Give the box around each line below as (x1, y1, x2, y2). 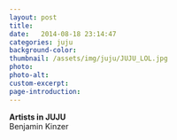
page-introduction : (9, 87, 81, 96)
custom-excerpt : (9, 79, 69, 88)
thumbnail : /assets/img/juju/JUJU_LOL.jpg (9, 54, 168, 63)
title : (9, 21, 34, 30)
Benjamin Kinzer (9, 121, 69, 131)
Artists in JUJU (9, 112, 66, 122)
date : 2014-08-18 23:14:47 (9, 29, 117, 38)
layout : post (9, 12, 58, 22)
